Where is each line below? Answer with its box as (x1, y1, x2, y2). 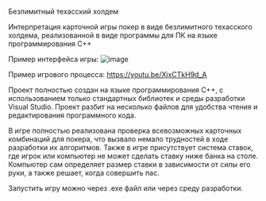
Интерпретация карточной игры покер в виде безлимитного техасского (8, 22, 253, 31)
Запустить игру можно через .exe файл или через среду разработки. (8, 184, 244, 193)
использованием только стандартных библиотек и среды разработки (8, 94, 245, 102)
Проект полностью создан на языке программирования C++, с (8, 85, 224, 95)
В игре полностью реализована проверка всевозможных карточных (8, 126, 242, 135)
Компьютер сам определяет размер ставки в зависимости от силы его (8, 160, 251, 169)
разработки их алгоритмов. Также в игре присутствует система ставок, (8, 143, 254, 152)
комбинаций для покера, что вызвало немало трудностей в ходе (8, 134, 229, 144)
